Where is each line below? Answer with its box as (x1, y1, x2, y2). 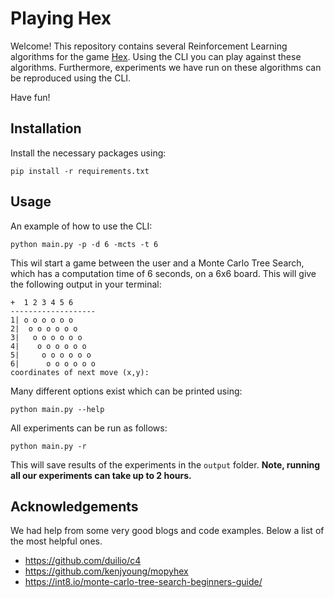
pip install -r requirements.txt (10, 166, 150, 176)
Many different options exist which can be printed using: (10, 385, 243, 397)
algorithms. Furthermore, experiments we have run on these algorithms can (10, 61, 322, 73)
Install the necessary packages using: (10, 147, 167, 159)
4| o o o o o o (10, 341, 87, 351)
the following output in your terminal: (10, 278, 162, 290)
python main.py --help (10, 404, 105, 414)
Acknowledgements (10, 498, 139, 515)
